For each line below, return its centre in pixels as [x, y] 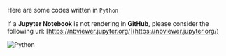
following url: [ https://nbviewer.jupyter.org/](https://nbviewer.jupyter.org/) [113, 31]
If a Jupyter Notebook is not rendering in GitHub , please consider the [108, 23]
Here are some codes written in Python [63, 10]
